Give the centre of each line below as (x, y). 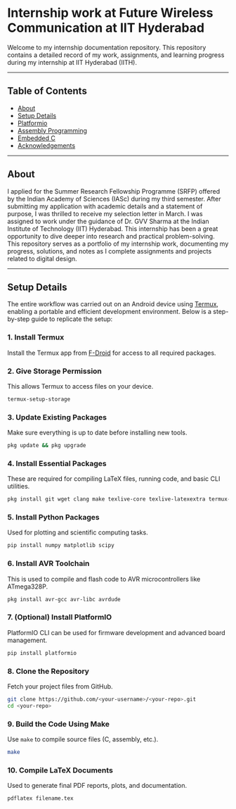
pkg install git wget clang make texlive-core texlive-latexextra (106, 499)
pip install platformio (42, 653)
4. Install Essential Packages (57, 463)
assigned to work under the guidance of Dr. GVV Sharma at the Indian (108, 221)
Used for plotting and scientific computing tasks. (78, 532)
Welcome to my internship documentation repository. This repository (107, 47)
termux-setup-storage (39, 399)
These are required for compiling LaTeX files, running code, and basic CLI (114, 479)
